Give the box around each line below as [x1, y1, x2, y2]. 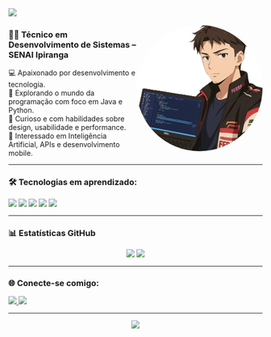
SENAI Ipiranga [8, 48, 69, 60]
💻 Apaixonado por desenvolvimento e [8, 68, 135, 78]
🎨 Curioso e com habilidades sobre [8, 114, 125, 124]
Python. [8, 105, 35, 116]
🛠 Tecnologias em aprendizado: [8, 177, 137, 188]
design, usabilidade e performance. [8, 123, 127, 133]
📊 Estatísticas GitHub [8, 227, 96, 238]
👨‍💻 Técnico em [8, 28, 69, 40]
